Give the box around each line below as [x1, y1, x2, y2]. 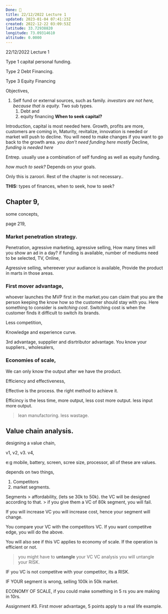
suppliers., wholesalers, [5, 344, 54, 350]
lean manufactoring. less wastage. [17, 412, 89, 418]
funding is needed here [5, 144, 54, 150]
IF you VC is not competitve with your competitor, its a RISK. [5, 569, 129, 575]
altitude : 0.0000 [5, 36, 42, 41]
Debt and [20, 108, 39, 114]
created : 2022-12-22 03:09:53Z [5, 21, 71, 27]
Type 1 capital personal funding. [5, 59, 71, 65]
